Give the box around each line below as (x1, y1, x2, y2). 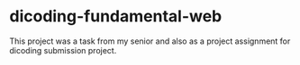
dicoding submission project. (9, 45, 117, 55)
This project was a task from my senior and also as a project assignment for (9, 36, 291, 46)
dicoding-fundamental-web (9, 6, 223, 27)
